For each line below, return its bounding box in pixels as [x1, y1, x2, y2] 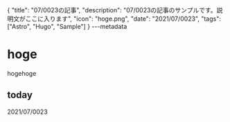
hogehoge [7, 69, 37, 77]
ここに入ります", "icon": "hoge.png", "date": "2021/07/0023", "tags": [25, 14, 222, 23]
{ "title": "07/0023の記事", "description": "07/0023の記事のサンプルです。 [7, 6, 217, 14]
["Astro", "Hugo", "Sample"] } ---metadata [7, 23, 127, 30]
